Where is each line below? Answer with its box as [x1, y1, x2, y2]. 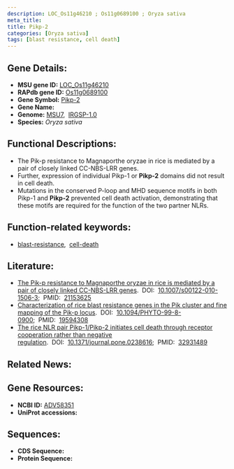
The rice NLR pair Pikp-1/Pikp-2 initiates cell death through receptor [17, 323, 213, 332]
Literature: [7, 260, 54, 272]
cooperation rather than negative [17, 331, 112, 339]
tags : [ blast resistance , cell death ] [7, 36, 120, 43]
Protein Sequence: [17, 454, 73, 463]
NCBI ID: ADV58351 [17, 401, 75, 409]
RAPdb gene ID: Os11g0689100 [17, 88, 108, 96]
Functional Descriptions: [7, 138, 117, 150]
